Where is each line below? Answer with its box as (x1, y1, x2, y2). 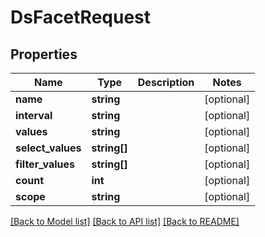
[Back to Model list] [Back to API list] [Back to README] (10, 216, 240, 227)
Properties (10, 46, 78, 63)
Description (137, 76, 195, 89)
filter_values (15, 157, 76, 171)
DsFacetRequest (10, 6, 152, 29)
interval (15, 109, 53, 122)
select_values (15, 141, 82, 155)
